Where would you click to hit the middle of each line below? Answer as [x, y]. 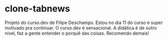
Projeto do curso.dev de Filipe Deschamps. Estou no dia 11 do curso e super [84, 22]
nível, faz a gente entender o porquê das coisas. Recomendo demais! [77, 33]
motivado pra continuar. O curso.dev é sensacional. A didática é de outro [81, 27]
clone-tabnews [37, 9]
